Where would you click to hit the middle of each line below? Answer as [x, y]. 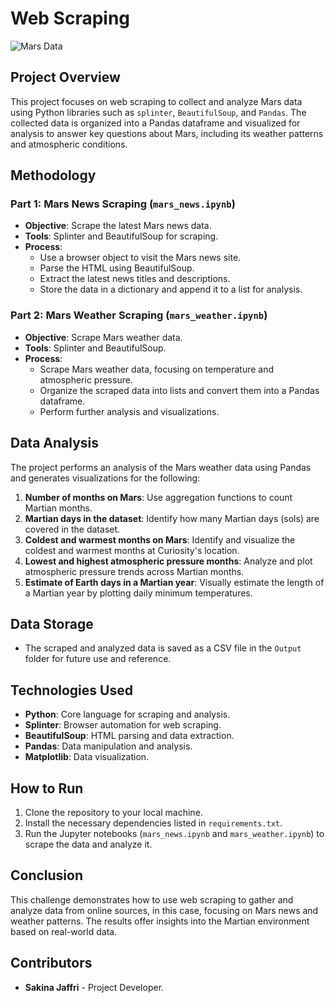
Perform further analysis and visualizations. [129, 411]
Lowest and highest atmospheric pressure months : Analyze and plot [168, 561]
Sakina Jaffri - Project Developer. [94, 987]
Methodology [53, 175]
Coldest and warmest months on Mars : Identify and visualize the [160, 539]
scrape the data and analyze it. [88, 844]
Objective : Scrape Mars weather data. [103, 337]
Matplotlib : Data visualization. [87, 757]
